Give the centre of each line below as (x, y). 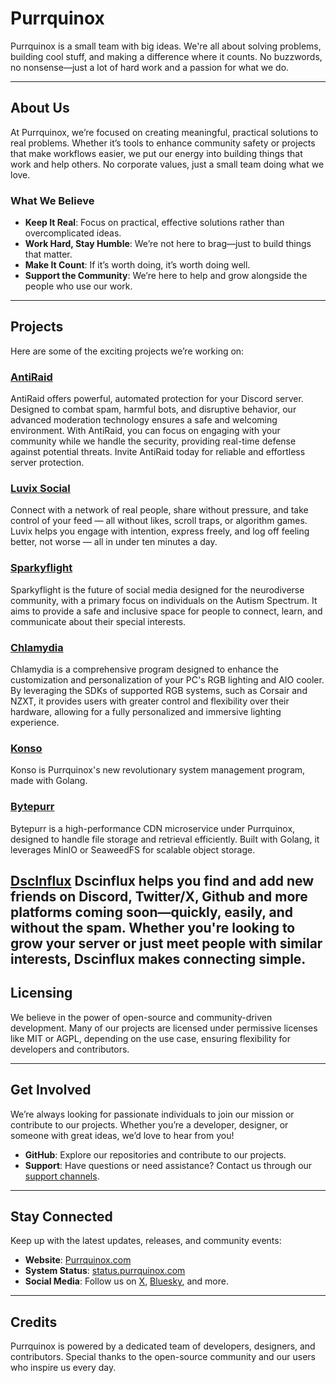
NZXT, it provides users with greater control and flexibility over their (150, 701)
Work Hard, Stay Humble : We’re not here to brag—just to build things (168, 244)
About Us (40, 108)
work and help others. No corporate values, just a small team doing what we (167, 164)
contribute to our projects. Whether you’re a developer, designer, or (149, 1124)
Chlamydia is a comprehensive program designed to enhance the (145, 669)
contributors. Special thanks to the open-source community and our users (163, 1357)
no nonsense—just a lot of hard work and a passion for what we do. (150, 67)
